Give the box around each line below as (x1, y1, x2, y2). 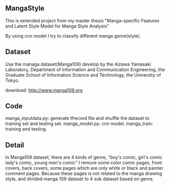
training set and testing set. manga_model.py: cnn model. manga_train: (5, 120, 153, 127)
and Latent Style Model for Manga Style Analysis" (5, 23, 109, 29)
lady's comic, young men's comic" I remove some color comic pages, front (5, 160, 162, 166)
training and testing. (5, 126, 47, 132)
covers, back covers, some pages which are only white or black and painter (5, 165, 163, 171)
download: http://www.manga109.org (5, 87, 83, 93)
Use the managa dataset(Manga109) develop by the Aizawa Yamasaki (5, 61, 151, 67)
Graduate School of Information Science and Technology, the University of (5, 72, 161, 78)
